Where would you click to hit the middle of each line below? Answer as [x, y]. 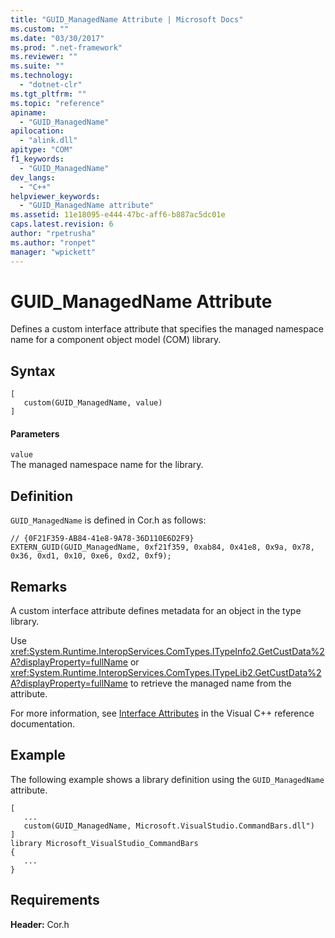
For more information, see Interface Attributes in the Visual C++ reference [162, 713]
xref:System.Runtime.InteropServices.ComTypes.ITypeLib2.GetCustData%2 [166, 673]
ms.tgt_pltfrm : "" [48, 94]
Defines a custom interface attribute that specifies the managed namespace [167, 329]
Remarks [39, 586]
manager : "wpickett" [53, 252]
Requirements [55, 900]
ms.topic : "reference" [57, 103]
